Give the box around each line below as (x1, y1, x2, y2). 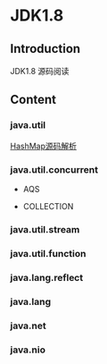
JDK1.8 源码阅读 (10, 66, 70, 76)
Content (10, 92, 57, 107)
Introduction (10, 41, 81, 56)
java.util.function (10, 247, 86, 259)
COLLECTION (22, 200, 74, 211)
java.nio (10, 343, 45, 356)
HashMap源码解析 (10, 140, 78, 151)
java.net (10, 319, 47, 332)
